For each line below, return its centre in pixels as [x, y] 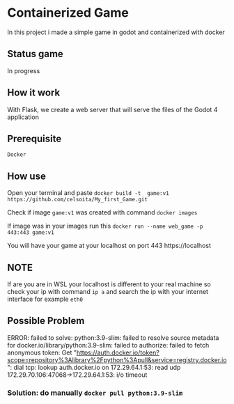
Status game [36, 54]
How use [27, 176]
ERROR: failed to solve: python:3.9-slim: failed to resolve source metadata [113, 337]
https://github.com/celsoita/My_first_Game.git [78, 200]
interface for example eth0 [45, 299]
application [23, 117]
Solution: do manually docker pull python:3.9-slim [95, 393]
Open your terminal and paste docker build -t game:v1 [88, 193]
